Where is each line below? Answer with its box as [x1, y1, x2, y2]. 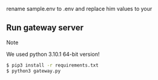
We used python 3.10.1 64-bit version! [6, 50, 100, 58]
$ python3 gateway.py [6, 68, 61, 74]
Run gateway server [6, 22, 84, 33]
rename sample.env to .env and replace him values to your [6, 5, 153, 12]
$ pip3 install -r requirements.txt [6, 62, 99, 68]
